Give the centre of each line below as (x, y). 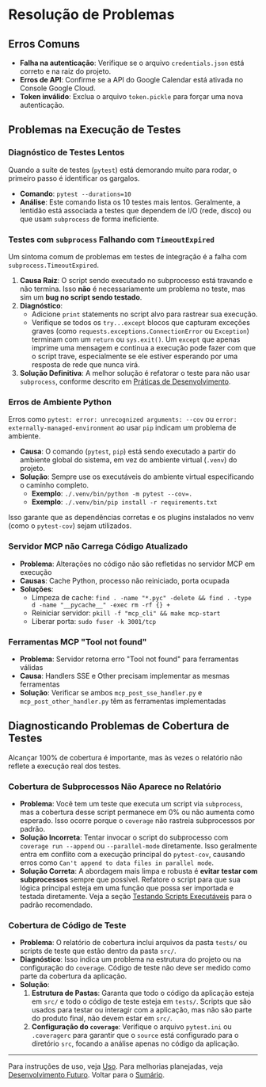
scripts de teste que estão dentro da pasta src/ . (98, 951)
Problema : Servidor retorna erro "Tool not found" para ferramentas (129, 659)
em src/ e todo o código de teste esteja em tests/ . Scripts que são (141, 1001)
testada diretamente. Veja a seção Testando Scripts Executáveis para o (135, 896)
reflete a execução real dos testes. (65, 766)
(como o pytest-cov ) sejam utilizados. (70, 526)
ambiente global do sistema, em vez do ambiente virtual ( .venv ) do (128, 460)
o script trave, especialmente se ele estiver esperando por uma (135, 356)
